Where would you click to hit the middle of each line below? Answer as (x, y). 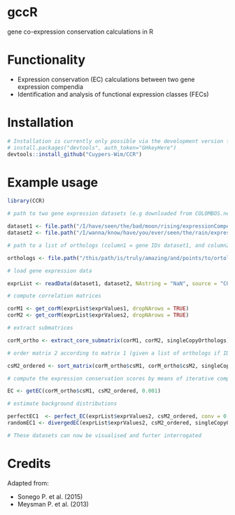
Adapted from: (28, 483)
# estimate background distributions (62, 404)
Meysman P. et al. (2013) (53, 504)
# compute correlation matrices (54, 296)
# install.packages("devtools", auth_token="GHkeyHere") (92, 148)
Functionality (47, 60)
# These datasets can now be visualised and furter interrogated (104, 435)
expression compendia (50, 87)
